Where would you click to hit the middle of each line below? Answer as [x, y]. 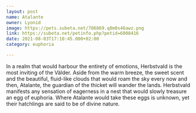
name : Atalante [25, 17]
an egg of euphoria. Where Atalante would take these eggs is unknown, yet [98, 97]
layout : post [22, 11]
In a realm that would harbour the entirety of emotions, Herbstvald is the [94, 66]
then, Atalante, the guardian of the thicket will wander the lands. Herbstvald [98, 85]
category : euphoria [30, 45]
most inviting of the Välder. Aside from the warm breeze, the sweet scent [95, 72]
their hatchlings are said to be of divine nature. [63, 104]
